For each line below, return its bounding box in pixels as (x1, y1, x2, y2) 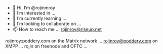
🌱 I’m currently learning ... (12, 15, 67, 21)
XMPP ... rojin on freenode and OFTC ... (5, 43, 88, 49)
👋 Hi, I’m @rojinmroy (12, 5, 56, 10)
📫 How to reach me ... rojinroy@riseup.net (12, 26, 102, 32)
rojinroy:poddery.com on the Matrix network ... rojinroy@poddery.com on (5, 38, 158, 43)
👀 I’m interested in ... (12, 10, 56, 16)
